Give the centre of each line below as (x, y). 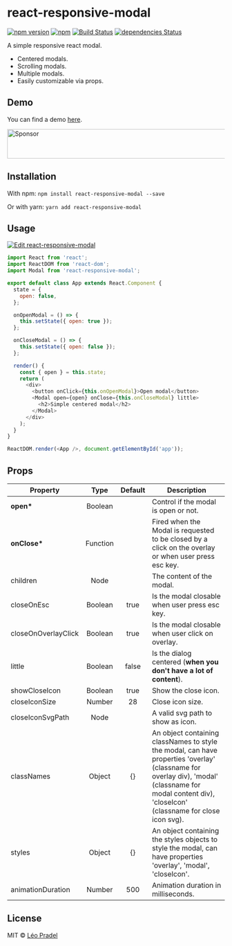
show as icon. (174, 722)
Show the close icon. (185, 690)
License (25, 919)
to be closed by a (180, 539)
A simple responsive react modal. (55, 45)
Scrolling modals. (42, 66)
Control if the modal (184, 501)
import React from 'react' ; (48, 258)
